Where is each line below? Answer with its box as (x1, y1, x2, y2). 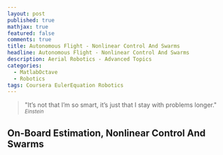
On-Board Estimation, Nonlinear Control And (7, 127, 206, 139)
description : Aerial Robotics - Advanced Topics (7, 56, 152, 63)
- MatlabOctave (13, 68, 58, 75)
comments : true (7, 36, 52, 43)
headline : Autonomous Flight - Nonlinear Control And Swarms (7, 50, 190, 57)
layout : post (7, 10, 46, 17)
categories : (7, 62, 42, 69)
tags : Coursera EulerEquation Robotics (7, 82, 124, 89)
